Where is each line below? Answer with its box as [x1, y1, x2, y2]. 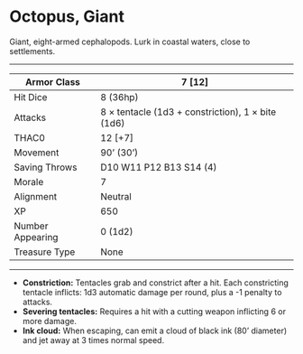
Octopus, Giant [9, 6, 124, 27]
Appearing [14, 230, 59, 243]
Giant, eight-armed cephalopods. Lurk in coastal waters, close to [9, 36, 251, 47]
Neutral [100, 190, 133, 202]
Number [14, 219, 49, 232]
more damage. [22, 315, 77, 326]
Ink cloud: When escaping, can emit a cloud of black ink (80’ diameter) [22, 325, 288, 336]
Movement [14, 146, 60, 159]
